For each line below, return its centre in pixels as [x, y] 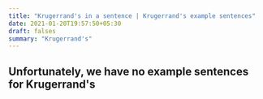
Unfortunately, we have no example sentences [129, 71]
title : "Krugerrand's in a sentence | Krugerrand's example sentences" [132, 16]
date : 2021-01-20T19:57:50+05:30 [65, 24]
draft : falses [32, 31]
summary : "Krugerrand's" [50, 39]
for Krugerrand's [52, 84]
